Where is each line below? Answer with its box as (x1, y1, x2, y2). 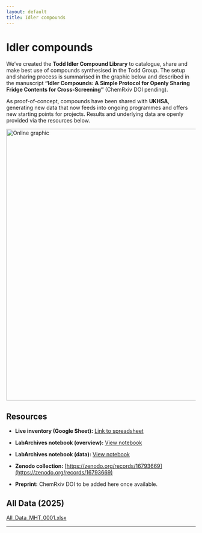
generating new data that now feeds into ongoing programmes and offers (6, 104, 188, 112)
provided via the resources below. (6, 117, 90, 124)
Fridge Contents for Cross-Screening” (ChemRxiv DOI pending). (6, 86, 168, 94)
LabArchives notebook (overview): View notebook (14, 439, 142, 447)
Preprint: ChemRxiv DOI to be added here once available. (14, 480, 158, 488)
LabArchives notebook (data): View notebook (14, 451, 130, 458)
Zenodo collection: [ (14, 462, 67, 470)
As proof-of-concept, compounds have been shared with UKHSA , (6, 98, 170, 105)
